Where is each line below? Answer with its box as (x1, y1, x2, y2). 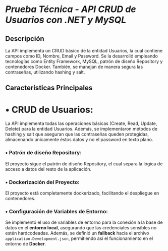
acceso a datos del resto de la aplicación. (5, 166, 92, 172)
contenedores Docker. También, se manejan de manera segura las (5, 64, 143, 70)
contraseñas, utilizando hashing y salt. (5, 69, 85, 75)
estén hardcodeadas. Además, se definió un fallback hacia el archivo (5, 230, 149, 236)
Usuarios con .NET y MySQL (5, 14, 127, 26)
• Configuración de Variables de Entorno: (5, 208, 108, 215)
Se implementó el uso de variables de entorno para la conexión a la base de (5, 219, 163, 225)
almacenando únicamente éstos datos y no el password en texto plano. (5, 137, 153, 143)
